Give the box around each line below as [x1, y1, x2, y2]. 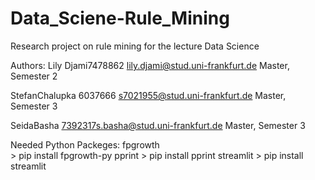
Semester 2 [10, 70, 58, 82]
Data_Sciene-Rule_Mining [10, 7, 230, 30]
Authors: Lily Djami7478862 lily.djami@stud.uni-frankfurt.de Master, [10, 59, 290, 71]
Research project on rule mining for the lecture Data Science [10, 40, 260, 52]
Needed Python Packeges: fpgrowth [10, 138, 160, 151]
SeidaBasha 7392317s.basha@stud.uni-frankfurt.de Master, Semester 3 [10, 119, 306, 131]
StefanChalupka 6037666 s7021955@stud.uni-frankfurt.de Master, [10, 89, 287, 101]
